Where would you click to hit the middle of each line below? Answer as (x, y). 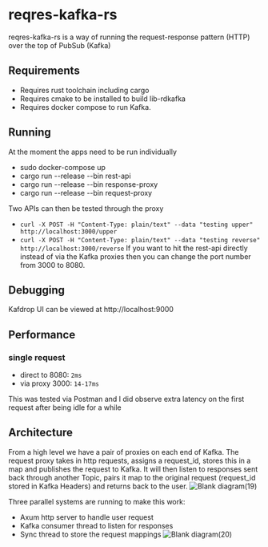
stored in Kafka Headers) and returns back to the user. (98, 486)
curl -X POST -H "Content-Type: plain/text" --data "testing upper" (136, 225)
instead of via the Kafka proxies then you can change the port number (136, 256)
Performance (42, 334)
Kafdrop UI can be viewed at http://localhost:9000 (91, 310)
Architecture (41, 433)
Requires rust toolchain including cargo (84, 90)
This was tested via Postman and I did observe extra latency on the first (126, 399)
